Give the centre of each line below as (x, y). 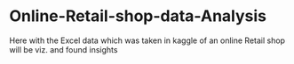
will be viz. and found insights (64, 49)
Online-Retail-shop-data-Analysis (138, 16)
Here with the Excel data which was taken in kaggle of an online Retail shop (147, 40)
